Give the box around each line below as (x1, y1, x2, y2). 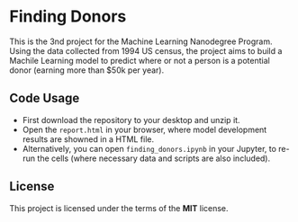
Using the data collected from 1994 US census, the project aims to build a (9, 45, 283, 56)
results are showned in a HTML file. (22, 133, 155, 145)
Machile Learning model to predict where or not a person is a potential (9, 55, 270, 66)
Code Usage (9, 91, 80, 106)
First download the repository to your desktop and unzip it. (22, 114, 240, 125)
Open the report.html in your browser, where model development (22, 124, 267, 135)
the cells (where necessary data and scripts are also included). (37, 153, 271, 164)
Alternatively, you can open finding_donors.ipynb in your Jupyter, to (22, 143, 277, 154)
